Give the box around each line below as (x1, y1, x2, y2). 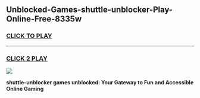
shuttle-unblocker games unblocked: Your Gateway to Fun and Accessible (6, 78, 194, 86)
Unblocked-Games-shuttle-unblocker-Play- (6, 5, 173, 15)
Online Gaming (6, 85, 44, 92)
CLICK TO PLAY (6, 32, 52, 40)
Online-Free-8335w (6, 14, 82, 24)
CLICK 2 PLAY (6, 54, 48, 62)
